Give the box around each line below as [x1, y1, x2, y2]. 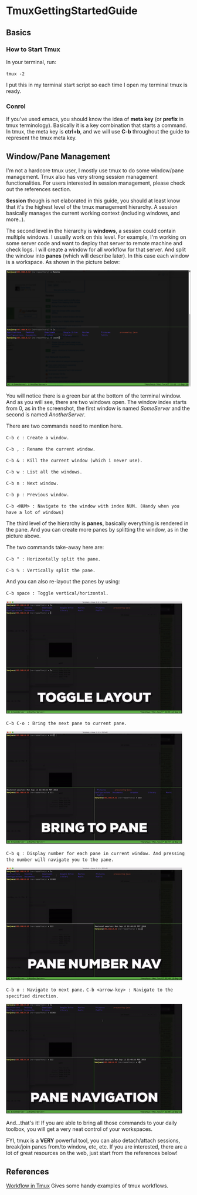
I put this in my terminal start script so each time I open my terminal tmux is [6, 81, 188, 88]
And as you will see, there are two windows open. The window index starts [6, 399, 187, 406]
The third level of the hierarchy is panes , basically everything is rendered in [6, 520, 189, 527]
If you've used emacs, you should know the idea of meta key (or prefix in [6, 116, 184, 123]
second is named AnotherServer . [6, 411, 86, 418]
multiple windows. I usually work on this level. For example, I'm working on [6, 233, 186, 241]
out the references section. [6, 185, 72, 192]
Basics [6, 28, 31, 38]
